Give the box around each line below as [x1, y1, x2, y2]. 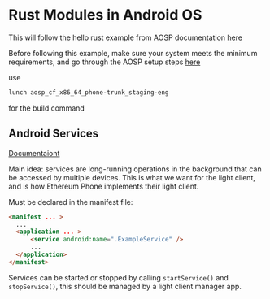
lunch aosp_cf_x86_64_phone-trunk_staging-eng [8, 88, 169, 97]
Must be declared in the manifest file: [8, 197, 133, 206]
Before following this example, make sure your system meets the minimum [8, 48, 258, 58]
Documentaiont [8, 148, 60, 158]
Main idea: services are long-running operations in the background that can [8, 164, 262, 174]
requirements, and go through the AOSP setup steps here [8, 57, 201, 67]
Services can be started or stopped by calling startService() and [8, 272, 229, 282]
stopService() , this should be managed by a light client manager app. [8, 281, 242, 291]
